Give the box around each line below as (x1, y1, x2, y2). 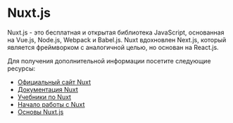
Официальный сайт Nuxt (17, 77, 92, 86)
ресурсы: (7, 64, 36, 72)
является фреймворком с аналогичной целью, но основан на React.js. (7, 43, 220, 51)
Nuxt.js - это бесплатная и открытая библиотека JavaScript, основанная (7, 28, 225, 37)
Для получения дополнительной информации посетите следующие (7, 56, 211, 65)
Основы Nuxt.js (17, 108, 64, 116)
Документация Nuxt (17, 85, 79, 93)
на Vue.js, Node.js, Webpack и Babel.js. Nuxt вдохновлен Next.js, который (7, 35, 227, 44)
